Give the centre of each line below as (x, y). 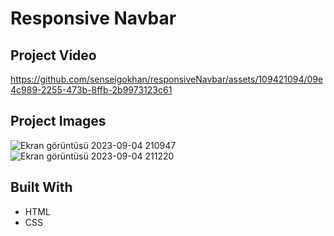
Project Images (58, 121)
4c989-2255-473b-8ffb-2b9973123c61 (91, 90)
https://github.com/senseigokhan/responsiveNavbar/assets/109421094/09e (167, 79)
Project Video (53, 55)
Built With (41, 187)
